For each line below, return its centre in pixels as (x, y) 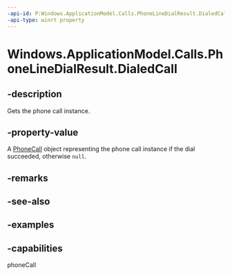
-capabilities (35, 248)
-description (35, 94)
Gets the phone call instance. (49, 110)
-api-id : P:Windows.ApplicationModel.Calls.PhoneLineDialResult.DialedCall (118, 13)
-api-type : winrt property (46, 20)
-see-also (29, 202)
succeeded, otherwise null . (47, 157)
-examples (31, 225)
